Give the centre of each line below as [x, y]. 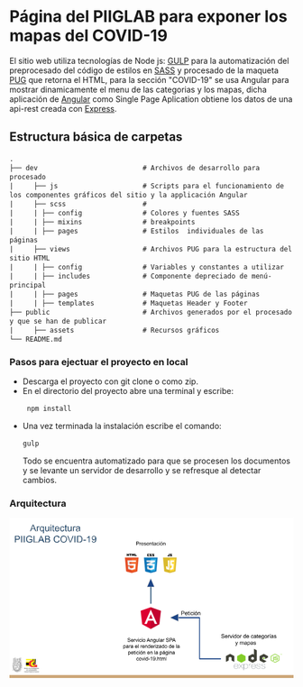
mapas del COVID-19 [89, 36]
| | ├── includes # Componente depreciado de [129, 276]
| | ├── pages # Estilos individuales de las [137, 231]
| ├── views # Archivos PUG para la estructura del [151, 249]
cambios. [39, 480]
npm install [49, 409]
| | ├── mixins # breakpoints [102, 222]
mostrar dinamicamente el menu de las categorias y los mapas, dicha [138, 89]
